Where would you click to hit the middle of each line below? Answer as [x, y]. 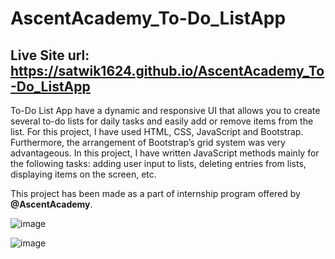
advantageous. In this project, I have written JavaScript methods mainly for [165, 153]
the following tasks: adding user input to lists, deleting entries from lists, [158, 163]
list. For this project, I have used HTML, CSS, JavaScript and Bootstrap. [157, 131]
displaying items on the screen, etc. [83, 174]
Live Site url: [50, 55]
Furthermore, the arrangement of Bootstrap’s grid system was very [148, 142]
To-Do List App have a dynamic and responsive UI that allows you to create [165, 110]
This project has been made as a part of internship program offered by [155, 193]
